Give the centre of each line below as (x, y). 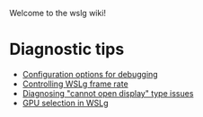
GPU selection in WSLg (66, 103)
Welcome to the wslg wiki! (57, 13)
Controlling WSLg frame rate (75, 84)
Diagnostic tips (67, 49)
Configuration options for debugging (90, 74)
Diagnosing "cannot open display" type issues (108, 93)
